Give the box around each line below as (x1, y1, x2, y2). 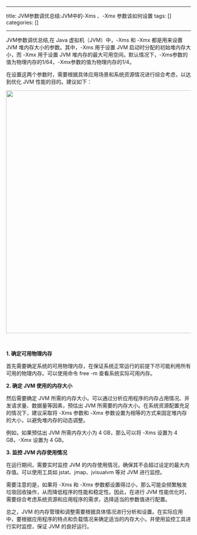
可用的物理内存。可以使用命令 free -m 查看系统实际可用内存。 (6, 370, 156, 377)
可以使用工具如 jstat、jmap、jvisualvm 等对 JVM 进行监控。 (21, 469, 165, 475)
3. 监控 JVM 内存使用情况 (6, 449, 67, 456)
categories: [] (6, 19, 39, 26)
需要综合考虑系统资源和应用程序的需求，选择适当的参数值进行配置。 (6, 496, 171, 503)
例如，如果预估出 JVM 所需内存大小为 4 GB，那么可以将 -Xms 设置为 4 (6, 429, 178, 436)
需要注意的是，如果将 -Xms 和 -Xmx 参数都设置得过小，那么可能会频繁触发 (6, 481, 188, 488)
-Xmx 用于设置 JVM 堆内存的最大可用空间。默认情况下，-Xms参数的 (22, 51, 188, 58)
